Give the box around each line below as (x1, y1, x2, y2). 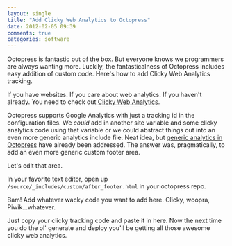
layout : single (7, 10, 51, 17)
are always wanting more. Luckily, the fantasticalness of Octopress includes (7, 62, 225, 71)
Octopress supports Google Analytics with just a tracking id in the (7, 112, 195, 120)
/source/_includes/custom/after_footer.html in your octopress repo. (7, 182, 206, 191)
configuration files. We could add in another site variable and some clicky (7, 118, 217, 127)
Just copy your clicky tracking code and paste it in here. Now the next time (7, 216, 222, 225)
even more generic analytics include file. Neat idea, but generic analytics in (7, 133, 223, 142)
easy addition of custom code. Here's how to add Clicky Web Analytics (7, 70, 210, 78)
